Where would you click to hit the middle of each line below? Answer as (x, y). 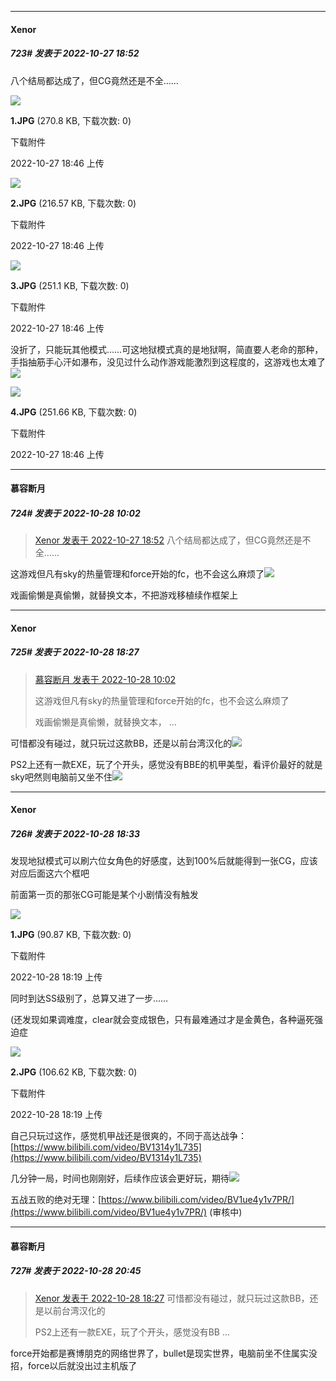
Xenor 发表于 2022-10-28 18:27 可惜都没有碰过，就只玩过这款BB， (172, 1298)
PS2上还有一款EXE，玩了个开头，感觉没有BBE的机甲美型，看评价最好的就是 (166, 764)
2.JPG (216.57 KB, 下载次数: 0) (73, 203)
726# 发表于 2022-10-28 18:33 (75, 833)
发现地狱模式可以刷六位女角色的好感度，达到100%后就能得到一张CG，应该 (164, 861)
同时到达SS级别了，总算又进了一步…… (89, 998)
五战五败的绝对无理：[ (56, 1200)
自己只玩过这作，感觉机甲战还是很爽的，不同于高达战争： (128, 1136)
